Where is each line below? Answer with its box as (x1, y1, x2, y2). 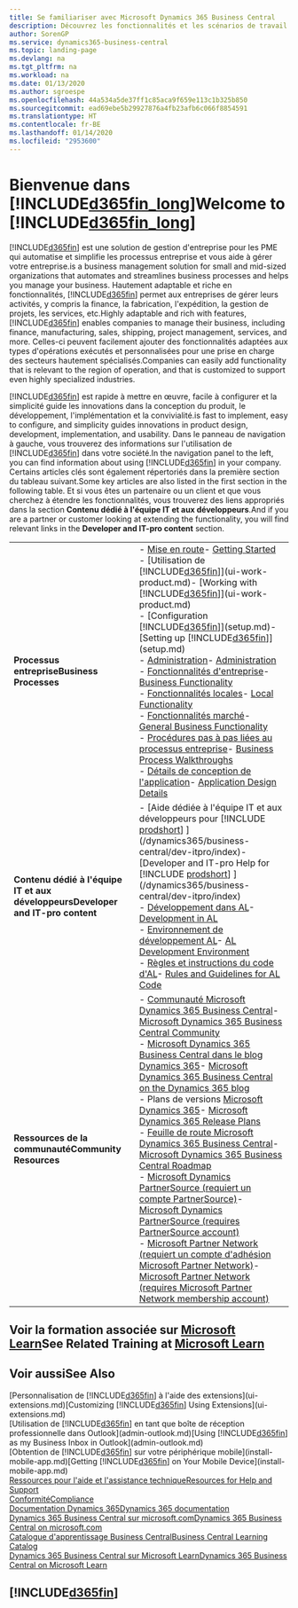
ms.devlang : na (9, 54, 66, 63)
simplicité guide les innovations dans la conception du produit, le (9, 400, 247, 411)
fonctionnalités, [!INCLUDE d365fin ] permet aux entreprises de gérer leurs (9, 289, 279, 300)
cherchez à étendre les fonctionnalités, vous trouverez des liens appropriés (9, 494, 286, 506)
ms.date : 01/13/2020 (9, 79, 86, 88)
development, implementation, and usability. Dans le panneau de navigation (9, 428, 286, 439)
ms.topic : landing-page (9, 46, 98, 55)
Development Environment (138, 945, 250, 958)
